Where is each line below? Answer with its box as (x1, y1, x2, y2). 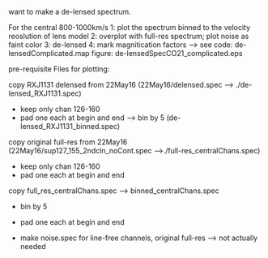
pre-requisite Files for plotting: (8, 64, 110, 74)
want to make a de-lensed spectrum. (8, 7, 131, 16)
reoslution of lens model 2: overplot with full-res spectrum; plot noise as (8, 32, 249, 41)
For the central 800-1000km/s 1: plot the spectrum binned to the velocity (8, 23, 251, 32)
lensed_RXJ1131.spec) (8, 88, 83, 98)
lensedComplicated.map (8, 49, 91, 58)
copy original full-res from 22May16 (8, 137, 128, 147)
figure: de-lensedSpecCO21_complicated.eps (91, 49, 243, 58)
